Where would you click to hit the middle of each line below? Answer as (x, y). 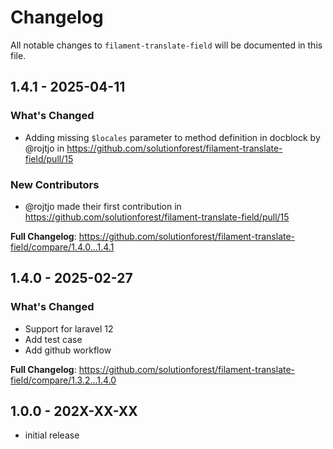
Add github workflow (68, 350)
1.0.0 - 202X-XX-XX (74, 411)
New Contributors (55, 184)
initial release (52, 435)
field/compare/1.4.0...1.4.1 (62, 247)
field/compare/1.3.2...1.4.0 (63, 380)
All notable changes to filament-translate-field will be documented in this (166, 45)
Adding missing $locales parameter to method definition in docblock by (172, 137)
